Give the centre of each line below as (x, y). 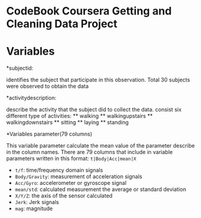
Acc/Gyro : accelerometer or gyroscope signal (71, 183)
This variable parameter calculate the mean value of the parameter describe (100, 146)
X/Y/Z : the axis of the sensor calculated (64, 196)
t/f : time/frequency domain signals (59, 170)
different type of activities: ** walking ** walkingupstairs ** (79, 116)
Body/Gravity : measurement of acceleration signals (79, 176)
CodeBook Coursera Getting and (89, 11)
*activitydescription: (31, 98)
